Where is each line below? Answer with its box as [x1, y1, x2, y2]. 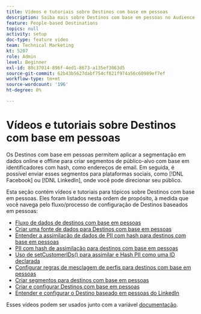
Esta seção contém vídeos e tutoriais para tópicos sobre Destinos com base [6, 188, 195, 195]
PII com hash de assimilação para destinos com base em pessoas [14, 244, 179, 251]
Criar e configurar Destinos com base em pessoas [14, 283, 140, 290]
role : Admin [6, 54, 36, 60]
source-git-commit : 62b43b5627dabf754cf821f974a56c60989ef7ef [6, 70, 165, 76]
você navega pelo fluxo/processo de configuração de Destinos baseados [6, 201, 188, 208]
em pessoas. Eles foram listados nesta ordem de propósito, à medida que [6, 194, 188, 202]
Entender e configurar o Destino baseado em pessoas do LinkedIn [14, 289, 179, 297]
